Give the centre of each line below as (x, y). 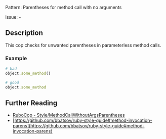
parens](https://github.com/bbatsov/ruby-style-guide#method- (78, 126)
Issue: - (13, 17)
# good (12, 82)
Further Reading (31, 103)
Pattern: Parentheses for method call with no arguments (64, 7)
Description (24, 33)
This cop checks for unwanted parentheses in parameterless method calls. (83, 45)
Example (16, 58)
